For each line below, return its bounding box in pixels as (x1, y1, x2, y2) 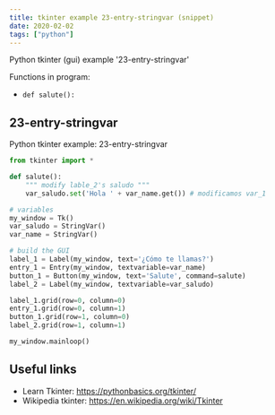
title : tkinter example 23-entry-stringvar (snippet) (9, 13, 215, 22)
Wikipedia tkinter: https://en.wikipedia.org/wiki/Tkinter (21, 395, 224, 406)
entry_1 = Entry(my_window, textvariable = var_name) (9, 263, 206, 272)
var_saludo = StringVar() (9, 221, 106, 231)
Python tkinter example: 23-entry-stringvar (9, 139, 168, 150)
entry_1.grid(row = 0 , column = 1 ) (9, 304, 126, 314)
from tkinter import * (9, 156, 94, 166)
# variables (9, 205, 54, 214)
